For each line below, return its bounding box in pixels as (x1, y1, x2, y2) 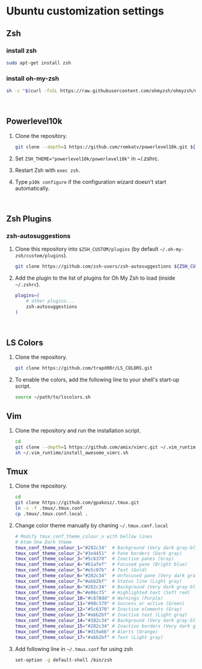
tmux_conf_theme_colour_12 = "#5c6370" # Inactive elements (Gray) (14, 606, 182, 612)
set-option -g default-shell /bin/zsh (14, 657, 112, 663)
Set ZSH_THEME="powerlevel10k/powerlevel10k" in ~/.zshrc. (14, 155, 159, 162)
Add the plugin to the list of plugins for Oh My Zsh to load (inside (14, 274, 176, 281)
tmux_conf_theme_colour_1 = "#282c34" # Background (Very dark (14, 544, 174, 551)
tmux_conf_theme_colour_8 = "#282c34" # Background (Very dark (14, 583, 174, 590)
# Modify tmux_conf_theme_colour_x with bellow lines (14, 533, 153, 539)
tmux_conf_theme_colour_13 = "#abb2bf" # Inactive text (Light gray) (14, 612, 188, 618)
